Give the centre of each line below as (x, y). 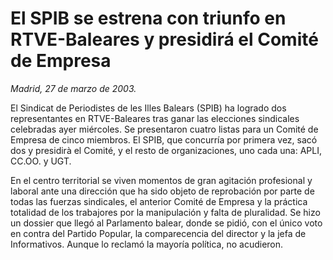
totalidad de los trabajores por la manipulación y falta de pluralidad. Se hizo (165, 212)
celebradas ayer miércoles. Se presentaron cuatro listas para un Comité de (164, 129)
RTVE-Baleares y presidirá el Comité (164, 39)
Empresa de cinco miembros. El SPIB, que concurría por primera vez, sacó (164, 139)
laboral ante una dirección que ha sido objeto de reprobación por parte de (162, 191)
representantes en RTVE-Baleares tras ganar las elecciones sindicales (155, 118)
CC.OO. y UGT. (41, 161)
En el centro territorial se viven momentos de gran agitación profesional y (161, 180)
